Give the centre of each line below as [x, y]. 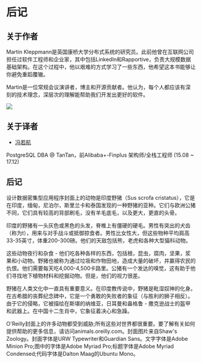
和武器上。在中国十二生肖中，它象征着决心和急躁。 [69, 311]
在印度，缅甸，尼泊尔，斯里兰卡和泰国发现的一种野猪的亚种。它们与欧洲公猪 [101, 205]
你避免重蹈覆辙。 [27, 74]
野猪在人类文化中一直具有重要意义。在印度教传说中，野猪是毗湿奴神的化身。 [101, 288]
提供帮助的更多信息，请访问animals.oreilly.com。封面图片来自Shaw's [92, 331]
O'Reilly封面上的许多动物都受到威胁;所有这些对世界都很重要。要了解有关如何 [101, 323]
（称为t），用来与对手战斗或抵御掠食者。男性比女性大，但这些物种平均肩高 [98, 233]
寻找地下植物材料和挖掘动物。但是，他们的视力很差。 [77, 275]
